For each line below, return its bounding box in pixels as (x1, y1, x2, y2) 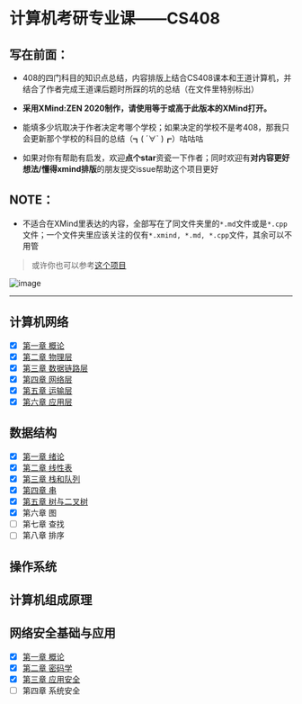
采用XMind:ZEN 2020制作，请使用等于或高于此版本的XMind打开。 (22, 103, 272, 113)
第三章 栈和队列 (22, 474, 81, 484)
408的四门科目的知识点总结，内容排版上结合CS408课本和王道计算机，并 (22, 73, 292, 83)
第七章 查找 (22, 519, 65, 529)
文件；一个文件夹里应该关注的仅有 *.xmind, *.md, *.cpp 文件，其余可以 (22, 229, 285, 239)
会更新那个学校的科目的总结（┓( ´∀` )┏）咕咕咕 (22, 133, 204, 144)
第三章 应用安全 (22, 674, 81, 685)
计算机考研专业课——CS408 (9, 8, 221, 29)
